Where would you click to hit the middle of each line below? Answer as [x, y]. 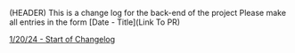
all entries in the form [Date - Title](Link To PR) [95, 22]
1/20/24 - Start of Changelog [62, 39]
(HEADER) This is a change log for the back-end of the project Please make [148, 13]
